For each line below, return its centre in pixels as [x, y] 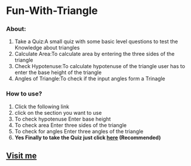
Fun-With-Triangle [52, 11]
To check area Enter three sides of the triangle [71, 125]
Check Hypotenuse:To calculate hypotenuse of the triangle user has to [100, 66]
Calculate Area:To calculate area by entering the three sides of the [94, 54]
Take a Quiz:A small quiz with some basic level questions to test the [96, 41]
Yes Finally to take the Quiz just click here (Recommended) [88, 137]
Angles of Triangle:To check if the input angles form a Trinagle [90, 79]
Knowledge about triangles [47, 48]
